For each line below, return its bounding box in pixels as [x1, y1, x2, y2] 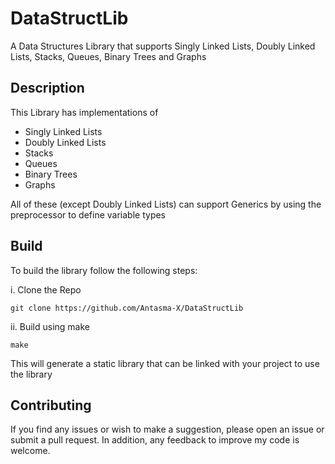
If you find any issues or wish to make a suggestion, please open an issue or [10, 423, 325, 436]
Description [10, 80, 85, 97]
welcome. [10, 445, 51, 457]
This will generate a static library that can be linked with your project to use [10, 357, 320, 369]
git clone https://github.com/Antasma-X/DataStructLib [10, 303, 244, 313]
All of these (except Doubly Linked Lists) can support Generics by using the [10, 198, 322, 210]
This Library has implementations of [10, 106, 159, 118]
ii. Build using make [10, 320, 90, 332]
